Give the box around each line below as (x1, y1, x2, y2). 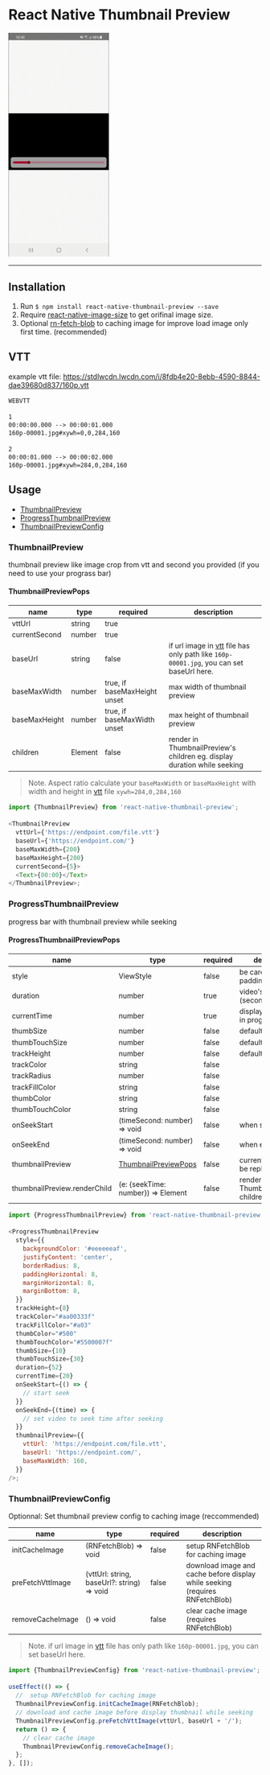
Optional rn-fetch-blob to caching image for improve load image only (19, 318, 249, 327)
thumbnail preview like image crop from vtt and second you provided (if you (8, 559, 260, 569)
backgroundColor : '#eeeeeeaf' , (22, 1245, 128, 1253)
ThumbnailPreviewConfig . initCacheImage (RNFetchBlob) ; (15, 1700, 199, 1708)
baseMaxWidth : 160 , (22, 1456, 88, 1465)
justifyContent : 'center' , (22, 1253, 113, 1261)
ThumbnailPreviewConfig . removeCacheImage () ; (22, 1742, 174, 1751)
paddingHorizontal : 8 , (22, 1270, 99, 1279)
